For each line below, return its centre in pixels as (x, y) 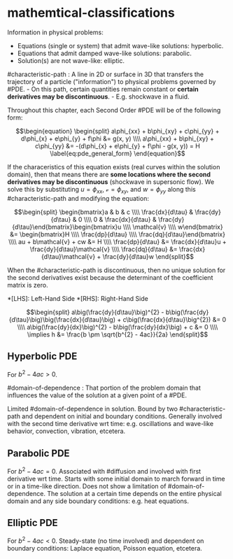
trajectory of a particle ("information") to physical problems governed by (112, 81)
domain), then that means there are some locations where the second (109, 174)
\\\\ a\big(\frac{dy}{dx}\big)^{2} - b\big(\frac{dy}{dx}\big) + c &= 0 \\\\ (118, 327)
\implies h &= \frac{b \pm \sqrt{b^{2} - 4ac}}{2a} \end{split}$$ (118, 334)
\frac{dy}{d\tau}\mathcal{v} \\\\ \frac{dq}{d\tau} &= (104, 249)
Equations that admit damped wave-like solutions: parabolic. (105, 53)
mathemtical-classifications (91, 13)
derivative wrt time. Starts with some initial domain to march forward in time (116, 479)
